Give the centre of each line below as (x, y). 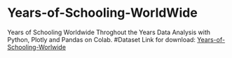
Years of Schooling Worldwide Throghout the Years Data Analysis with (109, 32)
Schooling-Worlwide (37, 47)
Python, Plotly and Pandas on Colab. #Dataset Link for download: (102, 39)
